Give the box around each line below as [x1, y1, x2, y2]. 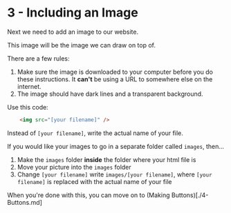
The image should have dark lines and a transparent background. [17, 90, 203, 98]
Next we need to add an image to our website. [7, 28, 139, 36]
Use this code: [7, 103, 48, 111]
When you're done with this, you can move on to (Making [7, 191, 171, 199]
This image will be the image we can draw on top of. [7, 41, 156, 49]
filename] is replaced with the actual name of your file [17, 177, 172, 185]
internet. [17, 82, 41, 90]
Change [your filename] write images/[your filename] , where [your [17, 170, 212, 179]
